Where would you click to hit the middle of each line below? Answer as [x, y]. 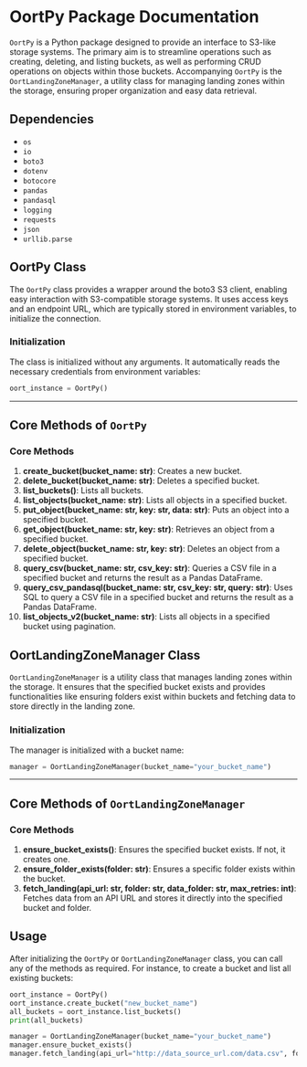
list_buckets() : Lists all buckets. [83, 491]
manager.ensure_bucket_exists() [71, 1045]
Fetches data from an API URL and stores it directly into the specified [153, 898]
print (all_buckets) [47, 1020]
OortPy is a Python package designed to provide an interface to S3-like [143, 42]
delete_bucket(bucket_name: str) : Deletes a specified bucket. [141, 481]
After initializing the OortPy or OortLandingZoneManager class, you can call [146, 958]
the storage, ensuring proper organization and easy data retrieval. [133, 90]
